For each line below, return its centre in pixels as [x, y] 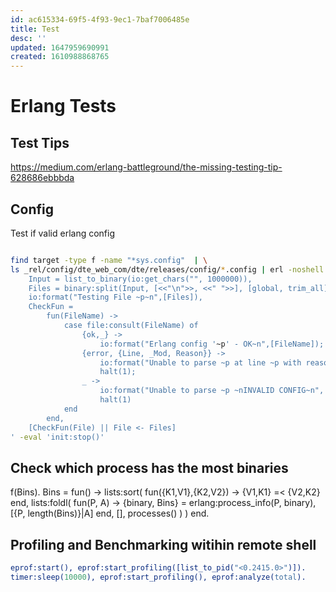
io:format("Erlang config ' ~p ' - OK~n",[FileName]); [212, 344]
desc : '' [28, 38]
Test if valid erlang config [62, 233]
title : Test [35, 29]
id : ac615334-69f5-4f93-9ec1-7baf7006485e [100, 19]
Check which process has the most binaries [149, 467]
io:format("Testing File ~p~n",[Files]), [115, 297]
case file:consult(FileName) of [131, 326]
